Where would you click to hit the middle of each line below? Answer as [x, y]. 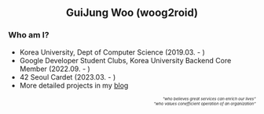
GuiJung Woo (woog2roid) [132, 13]
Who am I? [29, 35]
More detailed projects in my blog [74, 85]
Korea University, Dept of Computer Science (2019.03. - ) [112, 52]
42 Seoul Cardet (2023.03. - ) [68, 77]
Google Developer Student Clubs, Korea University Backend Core [125, 60]
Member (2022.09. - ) [55, 69]
